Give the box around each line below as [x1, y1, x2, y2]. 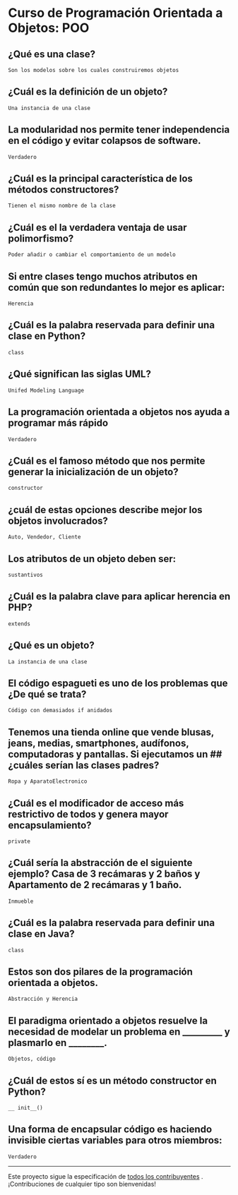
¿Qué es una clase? [8, 48, 96, 60]
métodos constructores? [8, 184, 119, 196]
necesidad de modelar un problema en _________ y [8, 1026, 230, 1038]
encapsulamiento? [8, 819, 92, 831]
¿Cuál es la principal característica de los [8, 173, 194, 185]
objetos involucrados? [8, 515, 109, 527]
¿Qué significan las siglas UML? [8, 368, 151, 380]
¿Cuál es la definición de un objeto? [8, 86, 168, 98]
